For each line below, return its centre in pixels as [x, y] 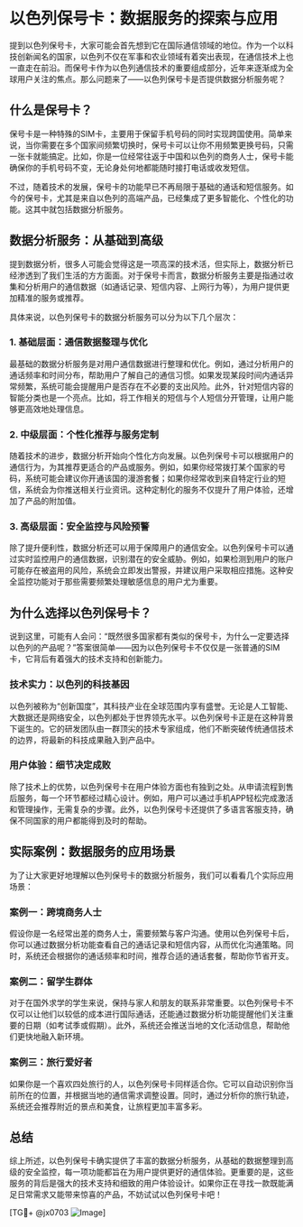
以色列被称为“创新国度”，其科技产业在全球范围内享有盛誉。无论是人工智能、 [151, 706]
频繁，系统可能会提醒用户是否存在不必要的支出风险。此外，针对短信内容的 [155, 386]
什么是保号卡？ [51, 111]
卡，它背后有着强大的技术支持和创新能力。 [88, 659]
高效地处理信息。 [56, 409]
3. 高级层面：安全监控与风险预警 [80, 527]
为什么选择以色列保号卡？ [80, 613]
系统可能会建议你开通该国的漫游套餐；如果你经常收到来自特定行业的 [151, 478]
